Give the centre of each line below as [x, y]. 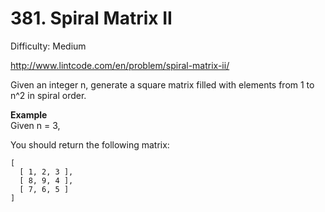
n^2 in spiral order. [48, 95]
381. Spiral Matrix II [91, 18]
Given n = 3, [35, 125]
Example [29, 114]
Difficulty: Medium [48, 46]
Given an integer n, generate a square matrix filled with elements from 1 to [162, 84]
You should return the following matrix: [90, 144]
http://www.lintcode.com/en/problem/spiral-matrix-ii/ [120, 65]
